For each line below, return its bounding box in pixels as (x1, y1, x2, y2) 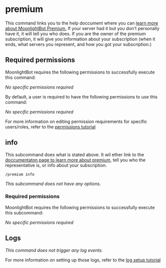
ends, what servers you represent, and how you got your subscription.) (5, 41, 151, 47)
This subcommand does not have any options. (5, 180, 101, 186)
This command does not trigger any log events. (5, 247, 103, 253)
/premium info (5, 171, 35, 177)
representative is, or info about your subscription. (5, 162, 107, 168)
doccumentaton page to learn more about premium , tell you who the (5, 156, 146, 163)
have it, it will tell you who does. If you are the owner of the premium (5, 30, 146, 36)
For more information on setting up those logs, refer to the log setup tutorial (5, 256, 161, 263)
